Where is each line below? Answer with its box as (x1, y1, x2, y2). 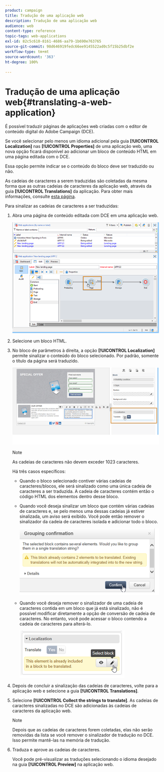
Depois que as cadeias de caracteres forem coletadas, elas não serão (12, 726, 153, 732)
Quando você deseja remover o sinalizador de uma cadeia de (19, 600, 143, 606)
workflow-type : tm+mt (5, 49, 49, 54)
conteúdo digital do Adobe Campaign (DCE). (5, 129, 95, 135)
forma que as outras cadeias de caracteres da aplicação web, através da (5, 183, 152, 189)
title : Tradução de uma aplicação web (5, 13, 84, 18)
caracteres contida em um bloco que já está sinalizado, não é (19, 605, 143, 611)
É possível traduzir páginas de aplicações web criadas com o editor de (5, 123, 147, 129)
